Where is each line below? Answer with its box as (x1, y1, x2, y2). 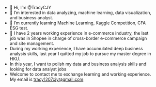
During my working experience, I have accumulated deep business (9, 46, 143, 51)
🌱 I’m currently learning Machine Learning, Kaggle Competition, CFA (9, 20, 146, 26)
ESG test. (9, 25, 29, 31)
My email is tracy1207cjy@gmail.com (9, 76, 84, 82)
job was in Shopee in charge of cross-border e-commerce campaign (9, 35, 147, 41)
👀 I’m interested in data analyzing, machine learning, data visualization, (9, 10, 152, 15)
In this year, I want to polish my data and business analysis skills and (9, 61, 147, 67)
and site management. (9, 41, 55, 46)
